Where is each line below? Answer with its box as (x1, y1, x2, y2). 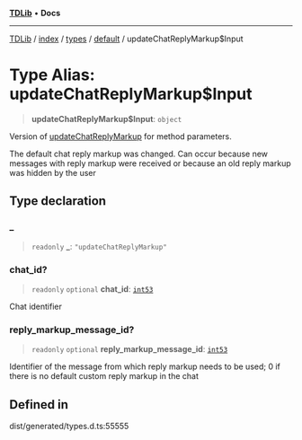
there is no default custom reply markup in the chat (9, 371, 200, 382)
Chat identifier (9, 301, 63, 312)
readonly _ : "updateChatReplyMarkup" (31, 241, 168, 251)
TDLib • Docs (9, 8, 61, 18)
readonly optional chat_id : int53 (31, 283, 154, 295)
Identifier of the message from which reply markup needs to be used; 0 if (9, 361, 281, 372)
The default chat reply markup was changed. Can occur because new (9, 148, 268, 159)
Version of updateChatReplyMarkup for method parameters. (9, 130, 232, 142)
